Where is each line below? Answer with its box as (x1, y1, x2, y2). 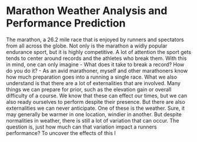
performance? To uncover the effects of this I (6, 129, 116, 136)
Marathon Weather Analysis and (6, 4, 168, 18)
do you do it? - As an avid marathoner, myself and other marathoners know (6, 67, 188, 74)
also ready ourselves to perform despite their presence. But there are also (6, 98, 185, 105)
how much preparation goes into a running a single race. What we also (6, 73, 178, 80)
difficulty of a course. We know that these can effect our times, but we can (6, 92, 187, 99)
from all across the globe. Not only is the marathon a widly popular (6, 42, 168, 49)
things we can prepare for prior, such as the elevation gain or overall (6, 86, 172, 93)
